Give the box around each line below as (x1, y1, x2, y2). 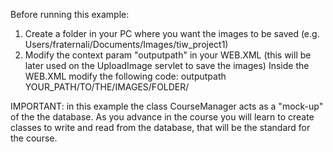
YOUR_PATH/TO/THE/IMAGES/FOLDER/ (24, 81, 190, 93)
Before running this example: (10, 9, 130, 20)
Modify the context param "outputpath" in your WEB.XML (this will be (24, 49, 312, 61)
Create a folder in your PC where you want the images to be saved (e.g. (24, 28, 320, 39)
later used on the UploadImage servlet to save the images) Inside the (24, 60, 310, 71)
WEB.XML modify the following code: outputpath (24, 70, 227, 82)
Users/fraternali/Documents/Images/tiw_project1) (24, 39, 229, 50)
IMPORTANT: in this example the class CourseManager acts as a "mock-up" (10, 100, 324, 112)
